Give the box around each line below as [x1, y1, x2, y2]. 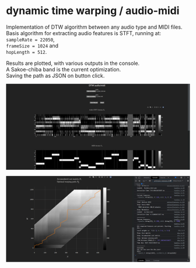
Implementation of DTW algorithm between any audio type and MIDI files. [6, 23, 183, 30]
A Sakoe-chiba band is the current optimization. [6, 66, 121, 73]
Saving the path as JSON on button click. [6, 72, 105, 79]
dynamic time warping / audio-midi [6, 4, 180, 18]
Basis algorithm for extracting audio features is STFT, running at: [6, 29, 162, 36]
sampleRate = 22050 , [6, 36, 55, 43]
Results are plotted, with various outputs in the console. [6, 60, 140, 67]
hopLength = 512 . [6, 48, 47, 55]
